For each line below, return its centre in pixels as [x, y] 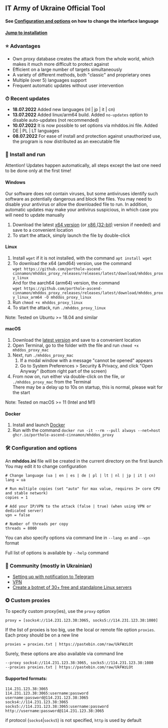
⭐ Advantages [23, 46]
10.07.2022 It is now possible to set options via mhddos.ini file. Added [85, 126]
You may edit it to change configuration [46, 466]
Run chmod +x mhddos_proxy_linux [47, 302]
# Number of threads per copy [37, 524]
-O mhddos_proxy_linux [68, 297]
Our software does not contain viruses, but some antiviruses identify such [81, 194]
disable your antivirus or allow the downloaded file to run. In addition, [76, 204]
